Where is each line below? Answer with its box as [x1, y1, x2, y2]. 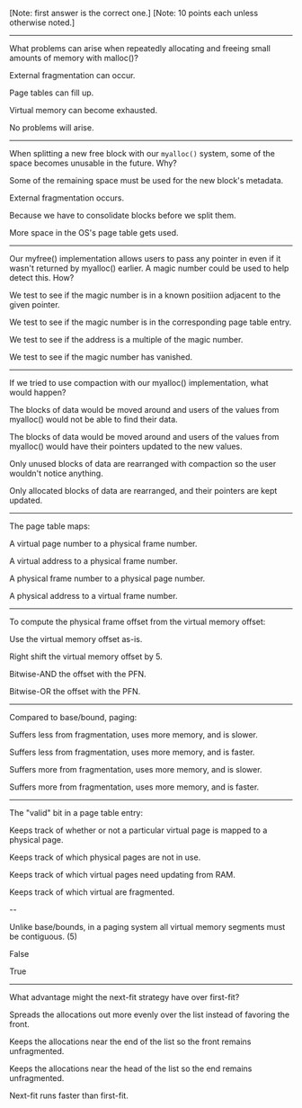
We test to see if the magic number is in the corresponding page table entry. [9, 317, 292, 327]
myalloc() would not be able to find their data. [9, 414, 178, 424]
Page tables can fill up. [9, 87, 94, 98]
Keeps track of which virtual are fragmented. [9, 887, 175, 898]
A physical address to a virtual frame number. [9, 591, 178, 601]
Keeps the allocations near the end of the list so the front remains [9, 1036, 252, 1047]
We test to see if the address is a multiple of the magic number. [9, 335, 244, 344]
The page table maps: [9, 521, 91, 532]
